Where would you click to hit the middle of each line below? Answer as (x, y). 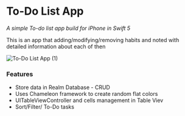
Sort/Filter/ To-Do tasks (45, 107)
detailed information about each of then (56, 46)
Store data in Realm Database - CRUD (63, 87)
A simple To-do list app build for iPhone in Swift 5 (68, 28)
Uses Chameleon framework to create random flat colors (86, 94)
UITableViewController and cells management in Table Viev (89, 100)
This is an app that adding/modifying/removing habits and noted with (93, 40)
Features (20, 74)
